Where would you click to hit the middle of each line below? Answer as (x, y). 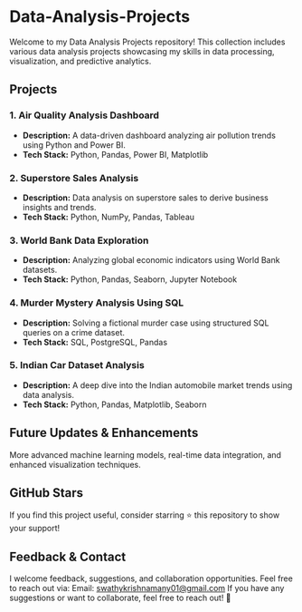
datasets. (40, 270)
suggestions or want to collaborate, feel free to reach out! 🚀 (121, 598)
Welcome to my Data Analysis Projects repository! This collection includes (147, 42)
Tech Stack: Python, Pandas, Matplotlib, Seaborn (114, 404)
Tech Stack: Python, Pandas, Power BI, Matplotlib (115, 154)
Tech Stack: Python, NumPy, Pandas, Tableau (109, 217)
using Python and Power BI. (74, 145)
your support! (35, 529)
